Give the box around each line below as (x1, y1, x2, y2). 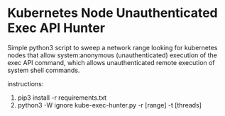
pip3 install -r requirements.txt (17, 93, 107, 102)
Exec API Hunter (7, 20, 105, 36)
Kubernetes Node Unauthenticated (7, 5, 218, 21)
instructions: (7, 79, 44, 88)
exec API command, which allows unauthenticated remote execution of (7, 58, 215, 66)
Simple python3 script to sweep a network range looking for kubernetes (7, 43, 218, 52)
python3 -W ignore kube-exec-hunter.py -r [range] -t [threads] (17, 100, 202, 109)
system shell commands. (7, 66, 80, 74)
